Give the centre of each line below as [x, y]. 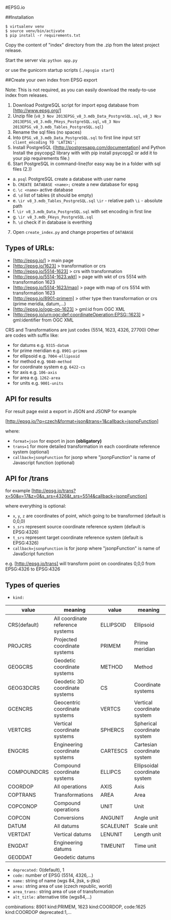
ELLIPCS [111, 772]
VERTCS [110, 709]
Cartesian [146, 745]
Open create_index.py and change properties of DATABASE [73, 232]
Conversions [69, 818]
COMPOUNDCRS [28, 772]
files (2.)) [22, 169]
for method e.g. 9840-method [42, 361]
